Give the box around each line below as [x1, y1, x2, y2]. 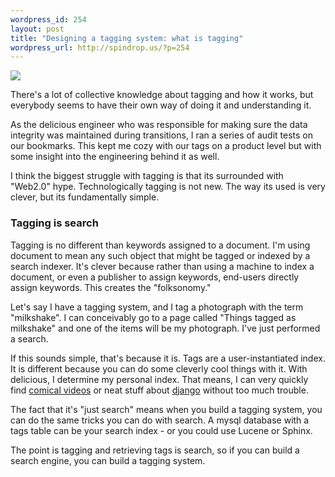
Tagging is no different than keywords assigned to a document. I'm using [10, 239, 311, 251]
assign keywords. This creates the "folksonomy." [10, 281, 212, 293]
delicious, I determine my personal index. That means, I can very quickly [10, 373, 309, 385]
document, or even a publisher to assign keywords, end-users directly [10, 271, 300, 283]
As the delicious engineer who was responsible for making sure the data [10, 119, 308, 131]
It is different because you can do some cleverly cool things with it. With [10, 362, 308, 375]
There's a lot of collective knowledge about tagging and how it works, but [10, 89, 314, 101]
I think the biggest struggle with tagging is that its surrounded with [10, 170, 284, 182]
